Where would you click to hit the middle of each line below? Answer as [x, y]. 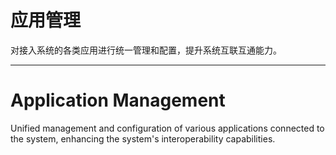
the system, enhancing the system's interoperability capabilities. [143, 138]
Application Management [118, 100]
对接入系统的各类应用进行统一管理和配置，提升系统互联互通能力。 [146, 50]
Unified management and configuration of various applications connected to [167, 128]
